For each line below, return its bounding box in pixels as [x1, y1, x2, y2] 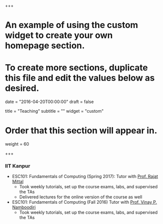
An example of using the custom [5, 20, 138, 30]
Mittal [12, 179, 24, 184]
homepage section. [5, 40, 85, 51]
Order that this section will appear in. [5, 125, 158, 136]
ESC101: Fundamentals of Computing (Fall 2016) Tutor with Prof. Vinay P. [12, 199, 157, 205]
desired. [5, 83, 39, 94]
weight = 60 [5, 141, 29, 147]
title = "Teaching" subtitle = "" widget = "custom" [5, 108, 104, 114]
